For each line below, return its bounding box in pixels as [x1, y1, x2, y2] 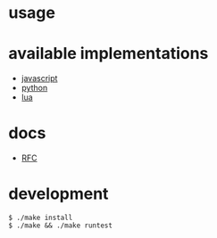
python [21, 83, 48, 94]
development [8, 184, 109, 204]
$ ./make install [8, 213, 73, 222]
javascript [21, 73, 58, 84]
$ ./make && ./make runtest [8, 221, 113, 230]
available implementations [8, 44, 209, 64]
